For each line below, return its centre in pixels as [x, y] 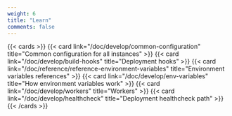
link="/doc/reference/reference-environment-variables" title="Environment [116, 69]
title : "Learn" [30, 20]
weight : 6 [22, 14]
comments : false [31, 27]
